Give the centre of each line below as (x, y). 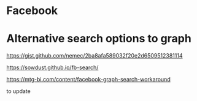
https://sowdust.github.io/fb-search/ (52, 67)
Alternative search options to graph (99, 39)
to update (18, 91)
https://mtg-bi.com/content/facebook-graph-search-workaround (88, 80)
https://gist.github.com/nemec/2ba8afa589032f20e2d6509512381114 (95, 56)
